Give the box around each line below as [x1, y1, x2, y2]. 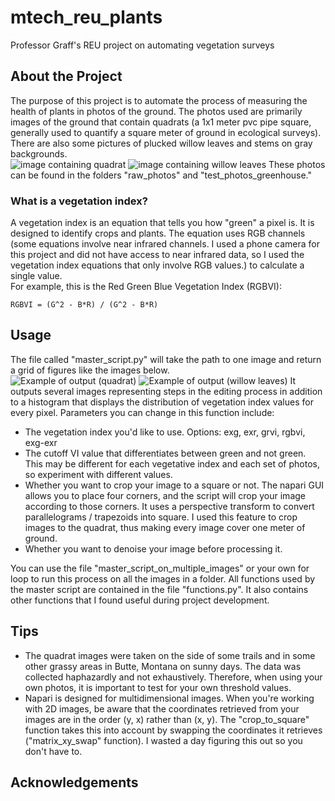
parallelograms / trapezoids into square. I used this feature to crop [24, 511, 298, 523]
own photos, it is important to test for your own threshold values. [24, 681, 292, 693]
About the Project [10, 68, 123, 85]
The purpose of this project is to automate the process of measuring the [10, 94, 308, 106]
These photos [268, 158, 326, 170]
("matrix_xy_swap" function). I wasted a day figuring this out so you [24, 734, 303, 746]
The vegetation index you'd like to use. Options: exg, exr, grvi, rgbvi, [24, 426, 306, 438]
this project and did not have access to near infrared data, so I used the [10, 249, 305, 261]
